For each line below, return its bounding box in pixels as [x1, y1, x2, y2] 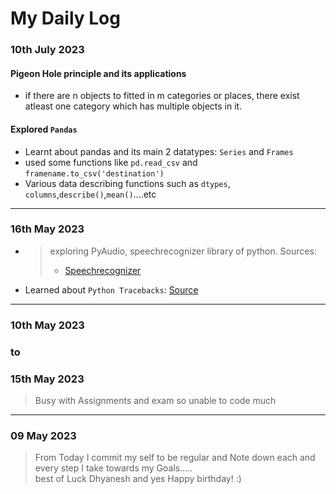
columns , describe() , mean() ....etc [24, 188, 157, 200]
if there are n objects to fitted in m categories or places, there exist [24, 90, 300, 102]
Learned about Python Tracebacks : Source [24, 283, 199, 296]
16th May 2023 [10, 222, 85, 236]
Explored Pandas [10, 123, 78, 135]
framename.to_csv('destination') [24, 168, 165, 179]
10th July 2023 [10, 43, 85, 57]
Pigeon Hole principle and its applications [10, 67, 187, 79]
